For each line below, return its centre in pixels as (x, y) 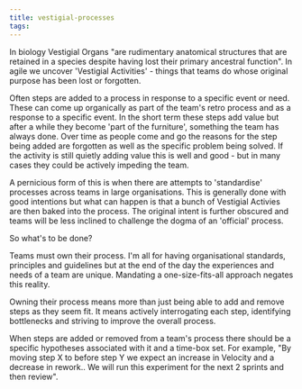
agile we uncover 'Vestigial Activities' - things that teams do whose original (149, 71)
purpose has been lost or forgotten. (75, 80)
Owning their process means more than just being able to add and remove (147, 302)
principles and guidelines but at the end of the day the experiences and (142, 265)
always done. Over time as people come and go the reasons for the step (143, 136)
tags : (19, 26)
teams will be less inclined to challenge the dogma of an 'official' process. (146, 221)
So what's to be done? (51, 238)
